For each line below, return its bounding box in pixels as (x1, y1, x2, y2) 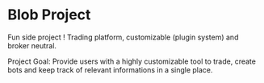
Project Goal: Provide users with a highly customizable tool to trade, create (7, 56, 256, 66)
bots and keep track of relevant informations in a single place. (7, 64, 213, 74)
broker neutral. (7, 40, 57, 50)
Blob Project (7, 6, 91, 24)
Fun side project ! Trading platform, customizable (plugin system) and (7, 32, 239, 42)
